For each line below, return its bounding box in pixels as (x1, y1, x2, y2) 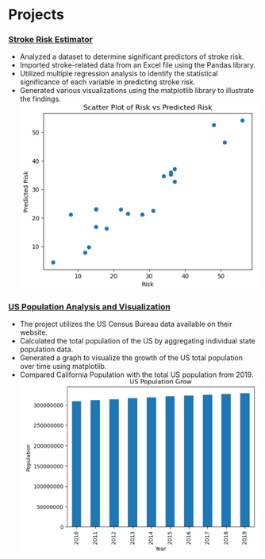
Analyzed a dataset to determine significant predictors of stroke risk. (19, 52, 244, 61)
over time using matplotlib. (19, 362, 107, 371)
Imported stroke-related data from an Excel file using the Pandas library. (19, 60, 256, 70)
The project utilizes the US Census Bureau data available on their (19, 320, 232, 329)
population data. (19, 344, 74, 355)
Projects (8, 6, 65, 24)
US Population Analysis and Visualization (8, 301, 171, 312)
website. (19, 328, 48, 337)
